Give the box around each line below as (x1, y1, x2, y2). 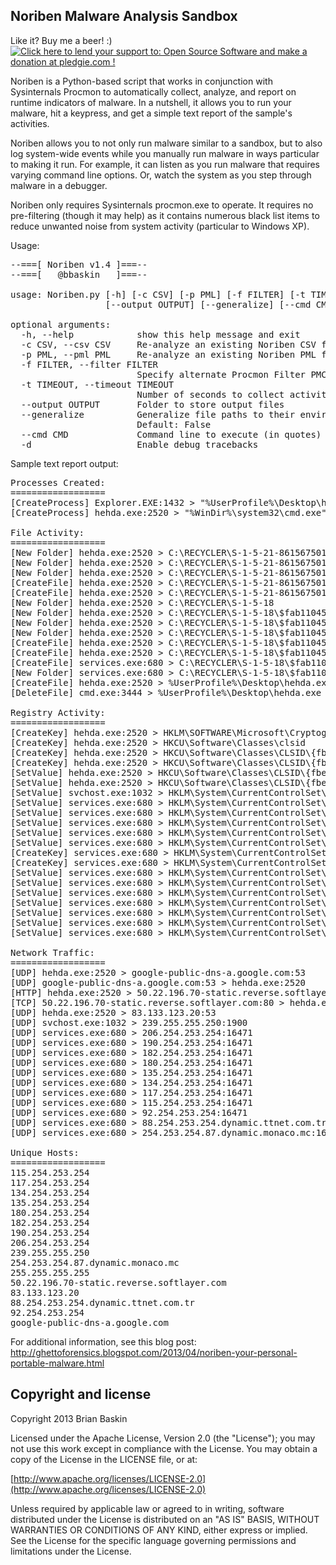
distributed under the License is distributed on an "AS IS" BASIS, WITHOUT (10, 1513, 320, 1525)
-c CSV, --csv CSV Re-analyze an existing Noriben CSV (20, 339, 317, 350)
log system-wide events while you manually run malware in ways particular (10, 147, 320, 159)
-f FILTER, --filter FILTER (20, 359, 159, 370)
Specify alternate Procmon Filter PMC (136, 369, 327, 380)
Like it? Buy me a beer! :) (10, 34, 113, 46)
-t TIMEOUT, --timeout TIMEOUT (20, 379, 175, 390)
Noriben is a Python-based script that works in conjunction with (10, 75, 273, 87)
